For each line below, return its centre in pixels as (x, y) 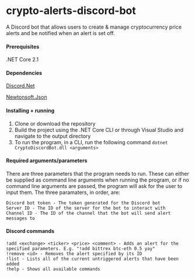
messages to (20, 218)
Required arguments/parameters (47, 161)
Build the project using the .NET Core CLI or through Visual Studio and (99, 130)
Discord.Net (20, 86)
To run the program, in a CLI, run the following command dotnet (91, 142)
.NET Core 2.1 (22, 60)
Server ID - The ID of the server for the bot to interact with (86, 208)
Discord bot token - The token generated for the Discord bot (83, 203)
